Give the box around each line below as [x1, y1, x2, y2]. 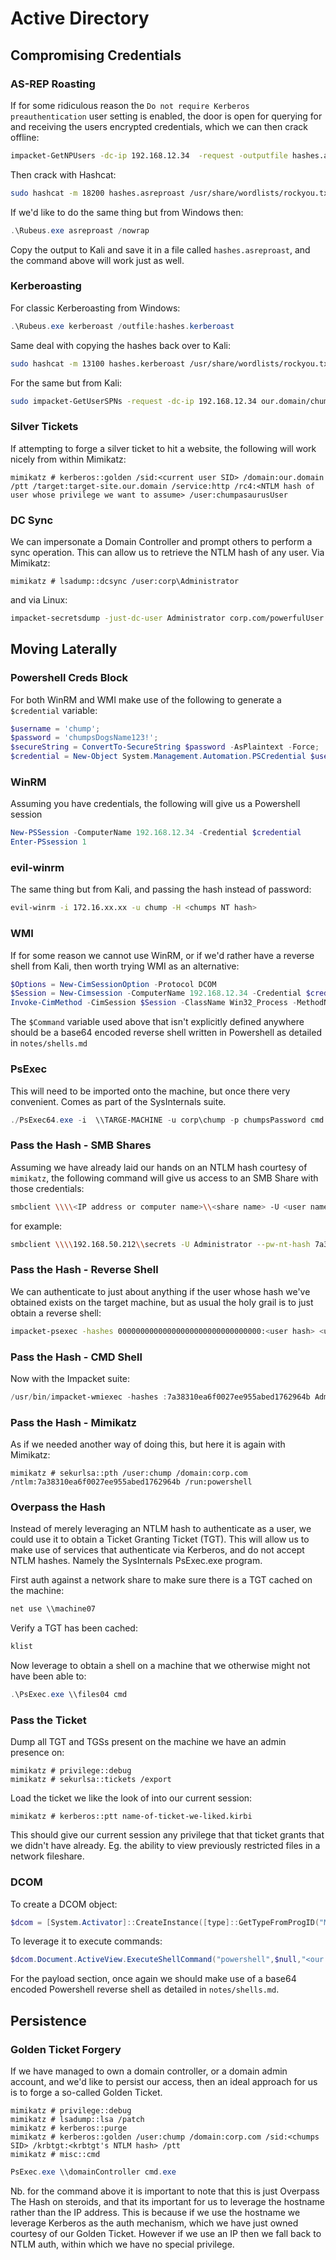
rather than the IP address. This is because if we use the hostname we [10, 2206, 301, 2218]
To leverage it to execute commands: [10, 1935, 163, 1947]
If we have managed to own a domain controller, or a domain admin [10, 2065, 288, 2077]
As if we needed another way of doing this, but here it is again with [10, 1438, 286, 1451]
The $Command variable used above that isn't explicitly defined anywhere [10, 1016, 305, 1028]
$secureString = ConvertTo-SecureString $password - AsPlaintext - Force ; [10, 742, 320, 752]
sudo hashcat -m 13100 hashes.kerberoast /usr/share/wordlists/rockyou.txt [10, 358, 333, 369]
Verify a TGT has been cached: [10, 1622, 138, 1634]
